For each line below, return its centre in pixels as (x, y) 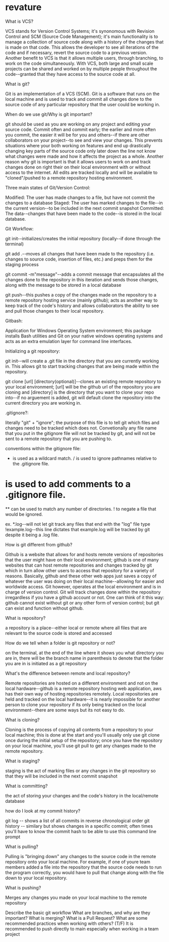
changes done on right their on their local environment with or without (78, 167)
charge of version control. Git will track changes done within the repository (83, 592)
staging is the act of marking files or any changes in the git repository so (80, 770)
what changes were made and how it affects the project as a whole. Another (84, 156)
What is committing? (26, 786)
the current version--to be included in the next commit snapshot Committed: (85, 208)
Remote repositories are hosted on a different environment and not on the (82, 683)
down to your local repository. (36, 878)
